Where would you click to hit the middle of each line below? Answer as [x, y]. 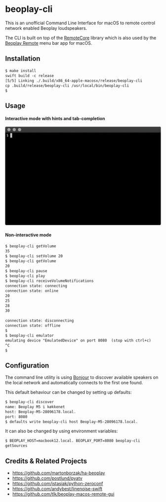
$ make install [21, 71]
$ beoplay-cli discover [30, 402]
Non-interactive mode [28, 235]
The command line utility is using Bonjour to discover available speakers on [82, 377]
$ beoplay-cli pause [26, 271]
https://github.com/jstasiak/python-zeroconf [58, 484]
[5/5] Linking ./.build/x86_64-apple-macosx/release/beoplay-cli [74, 80]
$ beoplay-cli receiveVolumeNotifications [49, 281]
